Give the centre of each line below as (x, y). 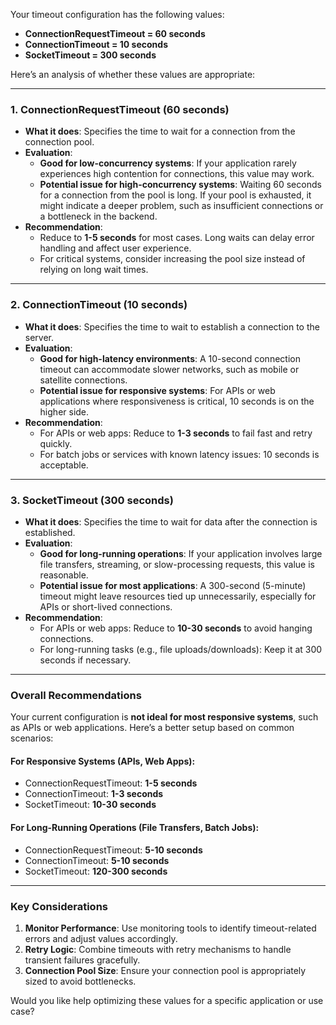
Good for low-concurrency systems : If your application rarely (168, 163)
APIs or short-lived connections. (106, 606)
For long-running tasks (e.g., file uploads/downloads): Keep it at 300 (181, 649)
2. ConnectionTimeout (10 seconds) (99, 305)
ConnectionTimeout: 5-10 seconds (97, 860)
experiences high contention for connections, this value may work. (177, 174)
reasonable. (64, 575)
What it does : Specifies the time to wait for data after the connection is (171, 521)
